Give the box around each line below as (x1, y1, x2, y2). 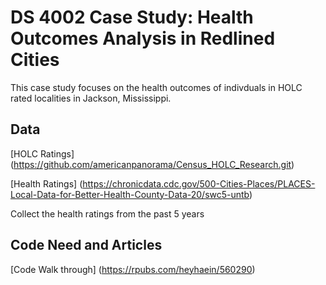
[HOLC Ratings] (10, 147, 75, 160)
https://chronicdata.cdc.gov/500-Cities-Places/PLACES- (82, 177, 316, 190)
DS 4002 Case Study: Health (10, 6, 254, 29)
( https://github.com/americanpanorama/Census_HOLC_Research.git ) (10, 158, 295, 170)
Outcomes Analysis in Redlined (10, 27, 276, 50)
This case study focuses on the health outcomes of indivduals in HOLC (10, 81, 303, 93)
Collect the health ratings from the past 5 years (10, 207, 205, 220)
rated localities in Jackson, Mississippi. (10, 92, 172, 104)
